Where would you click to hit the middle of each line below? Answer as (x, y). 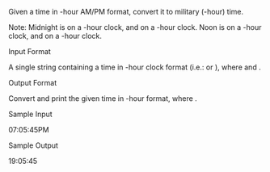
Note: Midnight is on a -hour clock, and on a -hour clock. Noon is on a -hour (135, 27)
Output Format (33, 83)
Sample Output (34, 145)
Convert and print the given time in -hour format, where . (103, 99)
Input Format (30, 51)
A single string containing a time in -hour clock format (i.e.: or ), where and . (135, 67)
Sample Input (30, 114)
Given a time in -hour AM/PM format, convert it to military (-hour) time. (126, 12)
